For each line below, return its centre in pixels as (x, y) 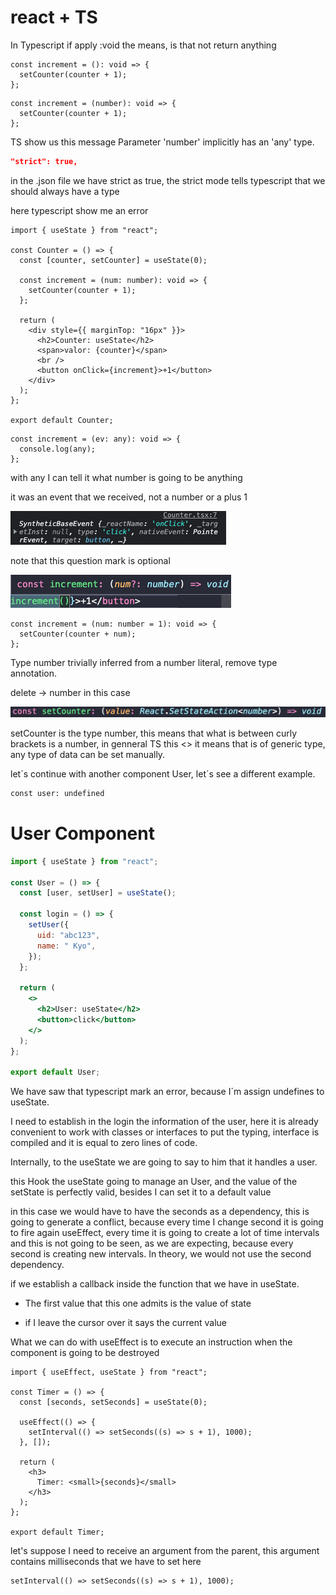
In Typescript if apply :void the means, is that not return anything (143, 45)
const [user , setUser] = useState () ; (98, 893)
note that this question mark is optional (90, 560)
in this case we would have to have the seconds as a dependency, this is (160, 1212)
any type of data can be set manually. (88, 754)
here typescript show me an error (79, 210)
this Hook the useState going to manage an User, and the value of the (154, 1182)
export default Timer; (57, 1532)
